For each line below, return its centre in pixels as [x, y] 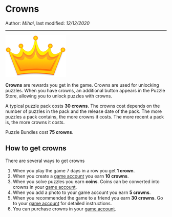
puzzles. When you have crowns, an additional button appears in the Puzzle [85, 90]
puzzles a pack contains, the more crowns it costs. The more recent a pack [85, 116]
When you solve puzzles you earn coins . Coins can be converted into [86, 181]
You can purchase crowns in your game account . [64, 209]
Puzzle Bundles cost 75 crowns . [39, 132]
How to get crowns [36, 149]
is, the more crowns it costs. [35, 122]
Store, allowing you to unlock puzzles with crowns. [59, 96]
